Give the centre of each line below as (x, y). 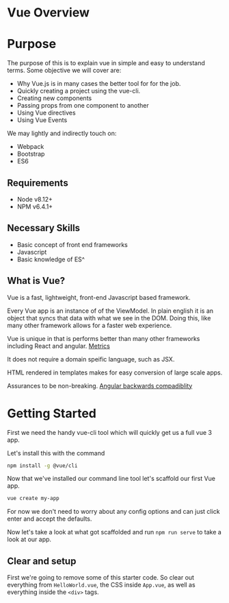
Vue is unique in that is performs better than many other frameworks (104, 338)
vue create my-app (33, 499)
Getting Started (52, 413)
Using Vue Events (42, 120)
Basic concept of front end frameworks (72, 244)
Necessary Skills (44, 228)
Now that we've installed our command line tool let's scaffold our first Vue (111, 479)
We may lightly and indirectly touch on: (62, 133)
